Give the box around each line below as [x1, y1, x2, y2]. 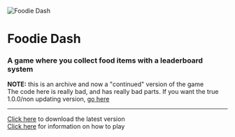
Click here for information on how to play [7, 122, 125, 131]
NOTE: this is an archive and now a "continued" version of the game [7, 80, 204, 88]
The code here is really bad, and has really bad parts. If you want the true [7, 88, 219, 96]
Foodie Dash [7, 31, 82, 47]
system [7, 65, 34, 74]
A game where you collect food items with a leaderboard [7, 56, 204, 65]
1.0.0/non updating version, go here [7, 95, 110, 104]
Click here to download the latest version [7, 115, 125, 123]
